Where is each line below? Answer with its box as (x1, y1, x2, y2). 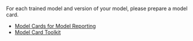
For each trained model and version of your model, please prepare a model (6, 5, 188, 12)
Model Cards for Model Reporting (14, 23, 96, 29)
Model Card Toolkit (14, 29, 61, 36)
